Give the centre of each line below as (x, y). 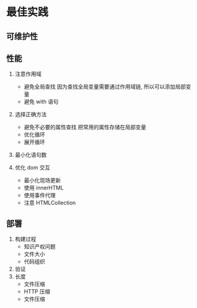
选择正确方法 (31, 114)
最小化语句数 (31, 155)
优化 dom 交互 (32, 168)
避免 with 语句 (41, 102)
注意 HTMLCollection (50, 203)
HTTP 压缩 (37, 292)
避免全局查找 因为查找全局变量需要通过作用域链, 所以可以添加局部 (105, 87)
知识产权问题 (40, 247)
